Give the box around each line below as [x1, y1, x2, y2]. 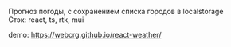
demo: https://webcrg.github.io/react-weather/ [8, 31, 162, 39]
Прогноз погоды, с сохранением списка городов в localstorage [8, 7, 224, 16]
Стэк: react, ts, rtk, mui [8, 15, 84, 24]
